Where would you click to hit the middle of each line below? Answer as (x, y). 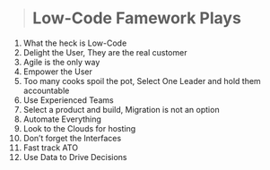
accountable (46, 90)
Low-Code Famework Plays (136, 18)
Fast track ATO (51, 148)
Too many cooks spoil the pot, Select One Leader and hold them (142, 81)
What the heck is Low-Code (75, 43)
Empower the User (57, 72)
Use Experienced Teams (69, 100)
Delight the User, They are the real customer (105, 52)
